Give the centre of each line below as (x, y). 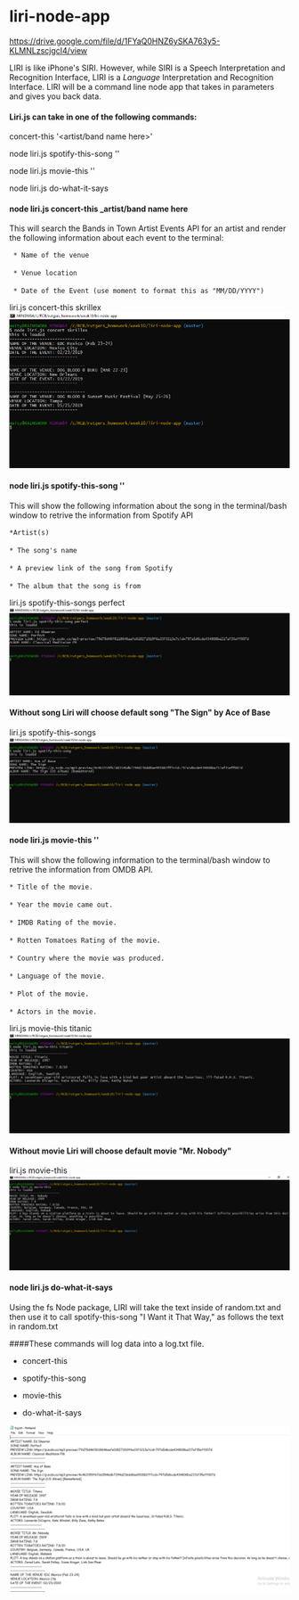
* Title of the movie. (51, 887)
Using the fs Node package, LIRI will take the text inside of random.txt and (145, 1307)
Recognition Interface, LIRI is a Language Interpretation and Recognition (141, 77)
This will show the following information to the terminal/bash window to (140, 860)
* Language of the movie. (57, 976)
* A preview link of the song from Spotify (91, 568)
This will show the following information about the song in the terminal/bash (148, 505)
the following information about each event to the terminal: (117, 238)
